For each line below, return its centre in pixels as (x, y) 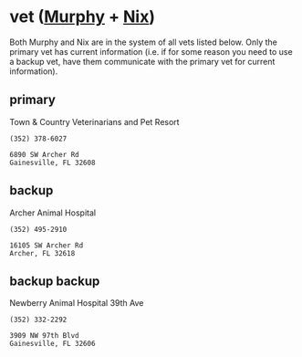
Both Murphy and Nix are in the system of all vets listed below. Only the (144, 42)
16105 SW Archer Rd (47, 245)
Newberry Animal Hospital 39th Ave (77, 303)
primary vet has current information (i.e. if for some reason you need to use (151, 51)
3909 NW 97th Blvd (44, 336)
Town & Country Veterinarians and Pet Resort (94, 121)
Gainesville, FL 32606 (52, 344)
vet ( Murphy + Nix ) (82, 17)
